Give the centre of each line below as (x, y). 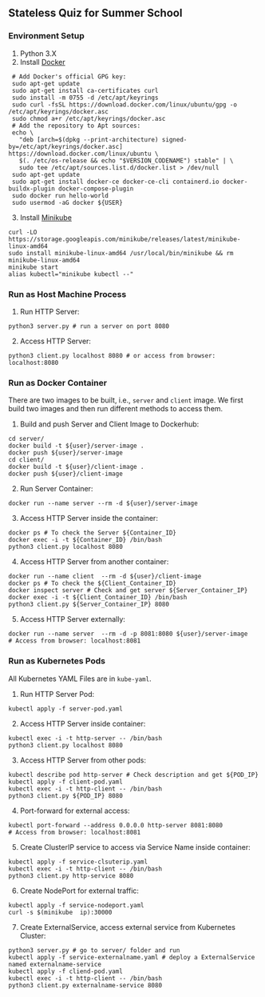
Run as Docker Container (58, 382)
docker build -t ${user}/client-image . (77, 467)
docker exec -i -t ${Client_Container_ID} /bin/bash (98, 598)
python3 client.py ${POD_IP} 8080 (66, 795)
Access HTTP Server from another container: (94, 562)
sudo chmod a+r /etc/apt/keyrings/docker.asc (89, 118)
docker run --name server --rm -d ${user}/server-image (103, 503)
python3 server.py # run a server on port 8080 (89, 326)
